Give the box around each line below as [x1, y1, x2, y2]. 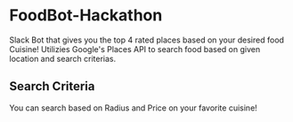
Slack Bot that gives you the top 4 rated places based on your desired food [9, 34, 285, 45]
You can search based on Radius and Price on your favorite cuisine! [9, 103, 258, 113]
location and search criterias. [9, 53, 117, 64]
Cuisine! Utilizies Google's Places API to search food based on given [9, 43, 261, 54]
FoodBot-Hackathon [9, 5, 163, 26]
